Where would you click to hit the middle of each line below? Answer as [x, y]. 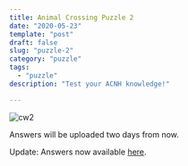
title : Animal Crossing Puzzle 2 [72, 17]
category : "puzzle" [46, 59]
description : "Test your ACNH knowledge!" [90, 84]
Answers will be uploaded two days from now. [94, 134]
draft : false [34, 42]
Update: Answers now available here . [78, 152]
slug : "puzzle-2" [42, 51]
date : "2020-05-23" [46, 26]
